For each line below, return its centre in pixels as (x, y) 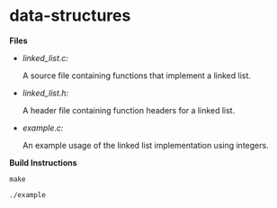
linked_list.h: (45, 93)
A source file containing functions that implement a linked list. (137, 75)
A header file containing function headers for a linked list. (129, 110)
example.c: (43, 128)
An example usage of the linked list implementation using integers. (145, 145)
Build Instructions (44, 162)
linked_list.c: (45, 58)
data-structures (70, 16)
